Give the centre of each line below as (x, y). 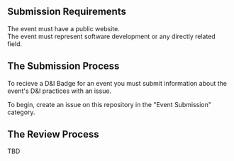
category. (21, 112)
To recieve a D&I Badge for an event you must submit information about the (117, 83)
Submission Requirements (67, 12)
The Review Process (53, 134)
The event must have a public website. (64, 28)
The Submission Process (63, 66)
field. (15, 44)
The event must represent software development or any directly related (112, 36)
